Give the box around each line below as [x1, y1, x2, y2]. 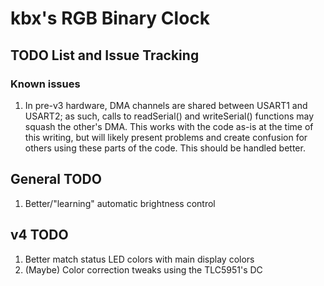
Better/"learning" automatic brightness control [24, 197, 216, 209]
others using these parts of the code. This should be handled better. [24, 142, 306, 154]
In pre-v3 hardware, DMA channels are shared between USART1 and [24, 99, 308, 111]
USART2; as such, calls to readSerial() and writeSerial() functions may [24, 110, 315, 122]
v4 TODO [10, 227, 69, 244]
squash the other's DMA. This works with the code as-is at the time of [24, 120, 314, 132]
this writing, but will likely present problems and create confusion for [24, 131, 308, 143]
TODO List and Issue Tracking [10, 47, 200, 64]
